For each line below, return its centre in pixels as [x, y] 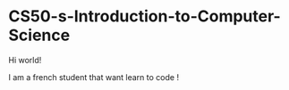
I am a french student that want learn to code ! [94, 77]
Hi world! [25, 60]
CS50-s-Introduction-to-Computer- [144, 16]
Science [39, 35]
